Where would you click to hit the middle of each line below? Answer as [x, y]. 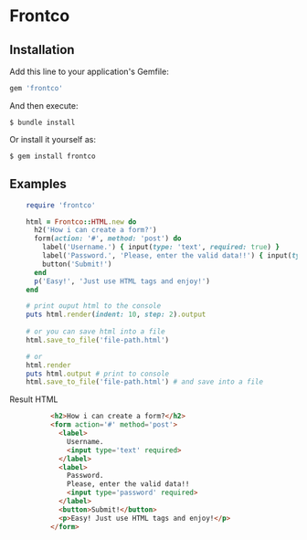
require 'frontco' [61, 205]
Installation [42, 50]
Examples [38, 184]
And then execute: [44, 105]
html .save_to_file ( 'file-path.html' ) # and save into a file [144, 382]
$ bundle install [42, 122]
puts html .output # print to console [98, 374]
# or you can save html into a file [96, 332]
